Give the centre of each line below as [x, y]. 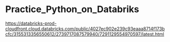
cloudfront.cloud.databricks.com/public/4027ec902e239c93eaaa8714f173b [85, 28]
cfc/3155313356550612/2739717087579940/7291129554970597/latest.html [85, 34]
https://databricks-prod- [31, 23]
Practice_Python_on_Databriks [72, 9]
